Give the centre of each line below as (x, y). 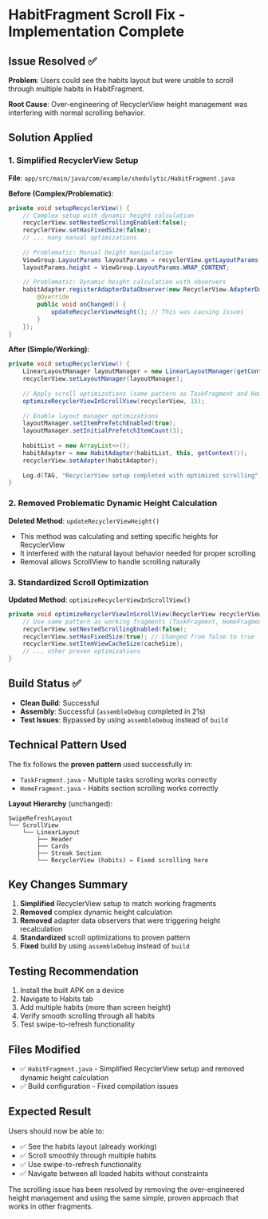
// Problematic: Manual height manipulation (98, 252)
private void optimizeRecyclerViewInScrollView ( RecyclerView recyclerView (135, 614)
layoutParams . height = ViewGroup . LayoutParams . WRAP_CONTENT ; (126, 267)
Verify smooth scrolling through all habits (87, 1016)
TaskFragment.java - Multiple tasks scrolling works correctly (118, 779)
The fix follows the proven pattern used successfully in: (100, 764)
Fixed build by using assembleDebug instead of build (104, 946)
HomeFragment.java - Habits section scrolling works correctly (119, 788)
